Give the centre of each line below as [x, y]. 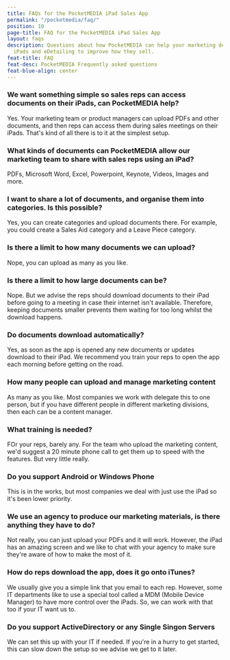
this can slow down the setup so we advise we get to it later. [92, 649]
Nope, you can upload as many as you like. [68, 262]
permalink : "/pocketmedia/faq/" [53, 20]
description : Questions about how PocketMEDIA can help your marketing [111, 45]
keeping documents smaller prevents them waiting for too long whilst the [110, 310]
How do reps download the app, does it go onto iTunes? [101, 572]
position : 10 [26, 26]
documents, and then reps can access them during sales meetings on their [113, 125]
